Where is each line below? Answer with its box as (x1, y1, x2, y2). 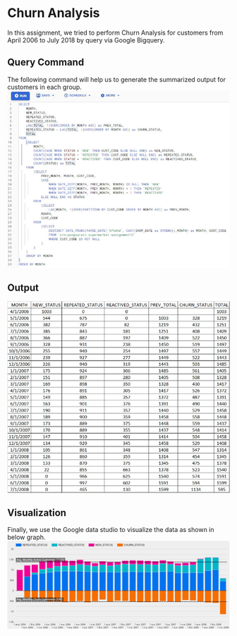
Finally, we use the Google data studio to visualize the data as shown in (7, 526, 214, 534)
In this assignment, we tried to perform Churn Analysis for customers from (7, 28, 224, 37)
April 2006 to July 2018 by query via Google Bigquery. (7, 35, 165, 44)
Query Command (7, 57, 85, 69)
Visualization (7, 507, 67, 519)
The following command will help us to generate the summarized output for (7, 75, 226, 83)
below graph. (7, 533, 46, 542)
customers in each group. (7, 83, 83, 91)
